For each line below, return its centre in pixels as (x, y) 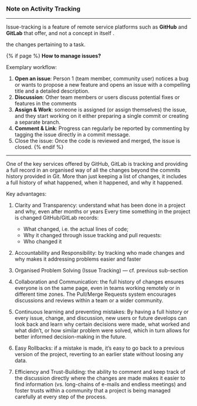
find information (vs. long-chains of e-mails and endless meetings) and (100, 384)
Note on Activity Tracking (43, 9)
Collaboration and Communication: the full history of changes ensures (99, 282)
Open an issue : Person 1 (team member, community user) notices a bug (101, 79)
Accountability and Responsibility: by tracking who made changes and (99, 253)
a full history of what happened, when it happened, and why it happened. (95, 183)
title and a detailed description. (52, 91)
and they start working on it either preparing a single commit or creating (101, 116)
